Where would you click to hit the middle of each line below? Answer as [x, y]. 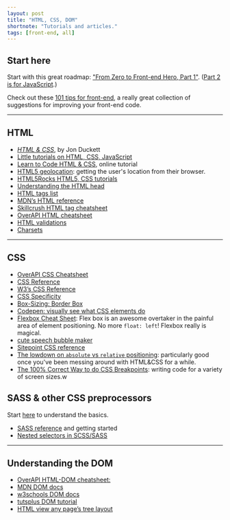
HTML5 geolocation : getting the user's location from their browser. [111, 171]
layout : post [26, 13]
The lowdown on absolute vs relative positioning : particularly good [113, 354]
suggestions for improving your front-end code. [74, 105]
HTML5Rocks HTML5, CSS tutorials [67, 179]
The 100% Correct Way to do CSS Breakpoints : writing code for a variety [119, 369]
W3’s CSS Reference [46, 289]
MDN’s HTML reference [50, 201]
